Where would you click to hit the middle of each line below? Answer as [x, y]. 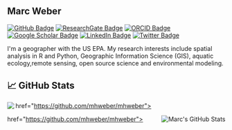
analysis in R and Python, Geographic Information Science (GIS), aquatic [110, 56]
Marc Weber [34, 11]
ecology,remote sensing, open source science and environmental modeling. [115, 63]
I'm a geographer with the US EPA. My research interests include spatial [110, 48]
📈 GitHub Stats [41, 86]
